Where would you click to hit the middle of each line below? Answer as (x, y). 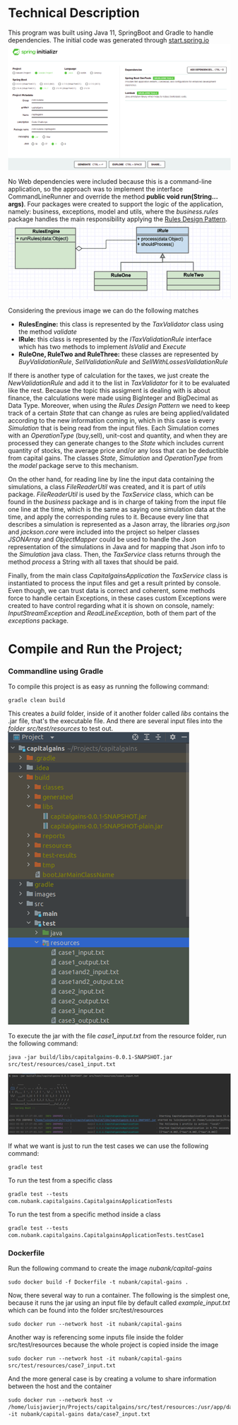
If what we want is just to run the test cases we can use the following (108, 1146)
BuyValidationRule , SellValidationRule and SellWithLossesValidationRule (123, 361)
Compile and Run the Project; (95, 649)
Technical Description (74, 13)
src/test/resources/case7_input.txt (62, 1366)
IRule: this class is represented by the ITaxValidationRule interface (115, 339)
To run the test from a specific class (60, 1180)
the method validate (47, 332)
